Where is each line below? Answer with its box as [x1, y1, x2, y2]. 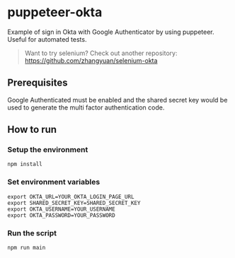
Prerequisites [7, 77, 68, 89]
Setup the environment [7, 145, 88, 155]
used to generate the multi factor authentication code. [7, 103, 165, 112]
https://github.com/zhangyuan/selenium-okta [24, 56, 158, 64]
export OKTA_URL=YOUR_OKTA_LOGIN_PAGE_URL [7, 193, 134, 200]
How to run [7, 124, 57, 136]
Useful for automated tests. [7, 35, 87, 43]
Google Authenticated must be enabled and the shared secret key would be [7, 95, 228, 104]
